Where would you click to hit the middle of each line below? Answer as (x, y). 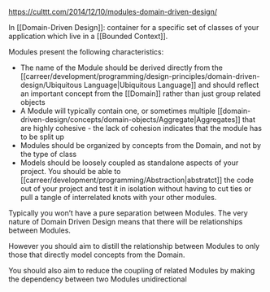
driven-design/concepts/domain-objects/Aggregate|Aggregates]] (130, 120)
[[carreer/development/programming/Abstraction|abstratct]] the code (137, 180)
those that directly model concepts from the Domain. (97, 255)
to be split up (42, 137)
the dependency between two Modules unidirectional (98, 279)
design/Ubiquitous (51, 85)
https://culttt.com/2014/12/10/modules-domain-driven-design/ (113, 12)
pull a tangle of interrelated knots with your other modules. (118, 197)
